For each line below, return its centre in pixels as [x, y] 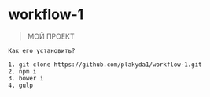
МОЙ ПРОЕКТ [51, 36]
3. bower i [26, 78]
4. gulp [21, 85]
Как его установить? [42, 50]
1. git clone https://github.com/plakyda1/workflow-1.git [105, 65]
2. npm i [22, 71]
